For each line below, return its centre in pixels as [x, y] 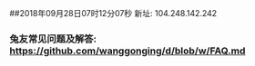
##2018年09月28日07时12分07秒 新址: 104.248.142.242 [113, 13]
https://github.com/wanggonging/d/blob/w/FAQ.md [127, 51]
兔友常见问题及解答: [53, 39]
